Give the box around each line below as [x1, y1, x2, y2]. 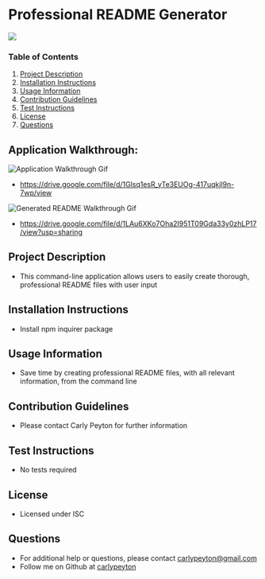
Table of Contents [8, 51, 79, 62]
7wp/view [19, 188, 52, 198]
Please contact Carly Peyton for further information [19, 421, 188, 430]
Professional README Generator [8, 6, 228, 24]
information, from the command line [19, 376, 137, 387]
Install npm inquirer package [19, 324, 113, 333]
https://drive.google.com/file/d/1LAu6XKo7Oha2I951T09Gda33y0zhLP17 [19, 219, 257, 228]
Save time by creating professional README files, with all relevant [19, 368, 236, 378]
